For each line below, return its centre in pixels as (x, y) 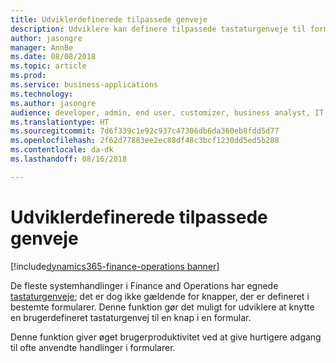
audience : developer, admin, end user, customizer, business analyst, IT (167, 112)
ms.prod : (28, 76)
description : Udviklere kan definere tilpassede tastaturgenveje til (158, 29)
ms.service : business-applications (84, 85)
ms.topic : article (48, 66)
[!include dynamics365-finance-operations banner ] (115, 266)
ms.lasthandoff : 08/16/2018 (69, 159)
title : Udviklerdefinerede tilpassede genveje (109, 19)
